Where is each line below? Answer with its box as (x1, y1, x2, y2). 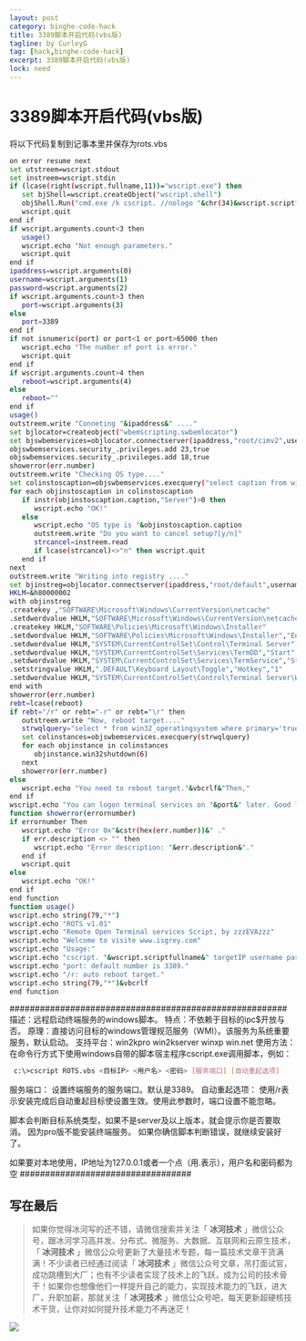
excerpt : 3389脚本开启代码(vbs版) (9, 56, 131, 65)
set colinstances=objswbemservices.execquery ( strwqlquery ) (21, 733, 250, 742)
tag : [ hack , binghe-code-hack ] (9, 47, 125, 57)
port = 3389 (21, 317, 59, 326)
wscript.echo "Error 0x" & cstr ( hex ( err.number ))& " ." (21, 826, 226, 835)
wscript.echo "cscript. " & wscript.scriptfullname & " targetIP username (9, 954, 283, 963)
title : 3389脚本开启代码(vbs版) (9, 30, 123, 39)
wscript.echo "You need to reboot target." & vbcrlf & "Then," (21, 783, 250, 793)
